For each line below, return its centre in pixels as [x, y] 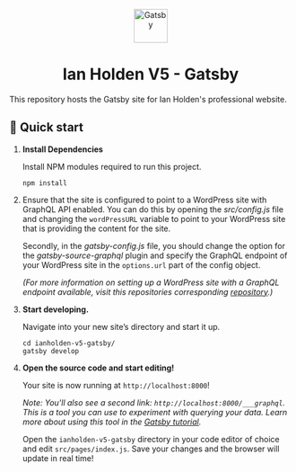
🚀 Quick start [46, 127]
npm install [44, 183]
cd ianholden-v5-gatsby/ [69, 343]
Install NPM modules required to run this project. [112, 166]
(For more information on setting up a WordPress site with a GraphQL [151, 282]
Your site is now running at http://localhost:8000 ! [116, 385]
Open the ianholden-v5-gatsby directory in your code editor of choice [151, 439]
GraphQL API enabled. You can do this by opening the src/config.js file [153, 209]
